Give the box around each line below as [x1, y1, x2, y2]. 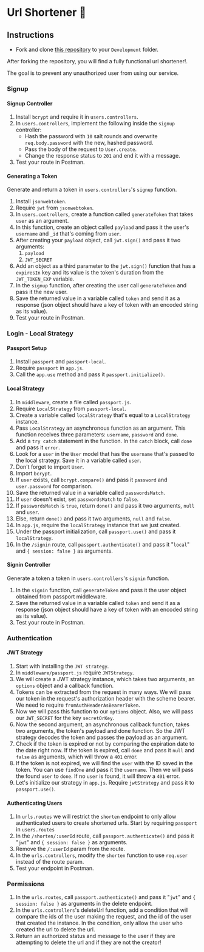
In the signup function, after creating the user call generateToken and [15, 282, 187, 289]
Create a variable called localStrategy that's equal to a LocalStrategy [15, 411, 191, 419]
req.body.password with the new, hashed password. [24, 139, 154, 147]
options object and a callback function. [15, 682, 114, 689]
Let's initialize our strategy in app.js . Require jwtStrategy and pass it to [15, 779, 195, 786]
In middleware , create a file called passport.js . [15, 398, 132, 405]
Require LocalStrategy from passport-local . [15, 405, 127, 412]
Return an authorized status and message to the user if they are [15, 933, 175, 940]
